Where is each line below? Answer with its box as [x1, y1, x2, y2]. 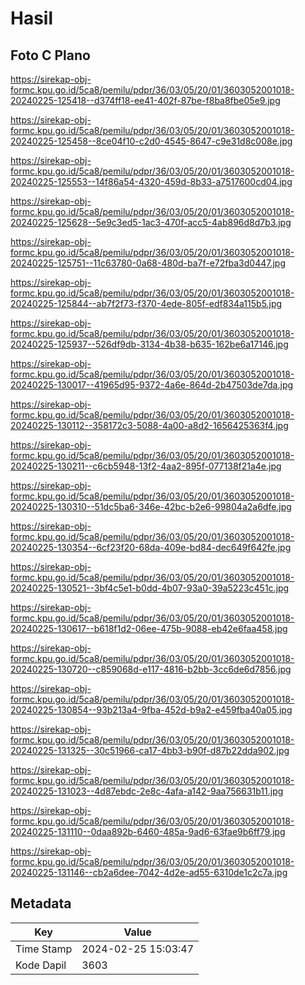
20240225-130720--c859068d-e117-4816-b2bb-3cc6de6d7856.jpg [10, 663, 292, 675]
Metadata [10, 895, 72, 912]
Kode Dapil [15, 958, 67, 972]
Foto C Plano [10, 47, 91, 64]
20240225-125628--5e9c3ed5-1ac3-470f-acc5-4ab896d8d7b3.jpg [10, 217, 292, 228]
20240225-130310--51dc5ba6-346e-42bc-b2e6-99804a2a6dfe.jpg [10, 501, 292, 512]
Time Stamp [15, 942, 73, 956]
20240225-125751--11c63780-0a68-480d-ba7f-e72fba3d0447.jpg [10, 257, 286, 269]
